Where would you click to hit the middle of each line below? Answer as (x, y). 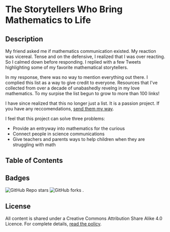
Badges (18, 178)
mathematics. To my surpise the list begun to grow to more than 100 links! (82, 93)
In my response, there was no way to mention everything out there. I (77, 77)
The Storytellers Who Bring (64, 9)
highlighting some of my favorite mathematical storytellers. (67, 67)
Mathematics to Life (48, 20)
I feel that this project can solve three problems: (55, 119)
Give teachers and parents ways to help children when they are (79, 139)
